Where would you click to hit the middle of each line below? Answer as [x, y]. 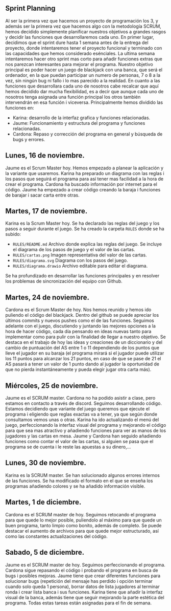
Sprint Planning [30, 8]
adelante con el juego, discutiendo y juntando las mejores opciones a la [80, 326]
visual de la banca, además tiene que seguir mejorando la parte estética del [85, 597]
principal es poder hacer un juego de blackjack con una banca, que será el [84, 70]
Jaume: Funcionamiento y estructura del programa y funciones [79, 123]
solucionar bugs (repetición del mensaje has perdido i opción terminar [79, 581]
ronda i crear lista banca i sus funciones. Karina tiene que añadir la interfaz [84, 592]
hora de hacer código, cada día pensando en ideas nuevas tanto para [78, 332]
